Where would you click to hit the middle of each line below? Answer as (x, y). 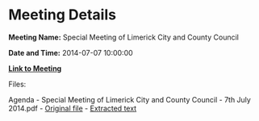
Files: (17, 84)
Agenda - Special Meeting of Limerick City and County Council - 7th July (130, 99)
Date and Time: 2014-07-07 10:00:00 (71, 52)
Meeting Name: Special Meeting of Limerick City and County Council (124, 37)
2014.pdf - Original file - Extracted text (73, 108)
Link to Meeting (35, 68)
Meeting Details (63, 15)
